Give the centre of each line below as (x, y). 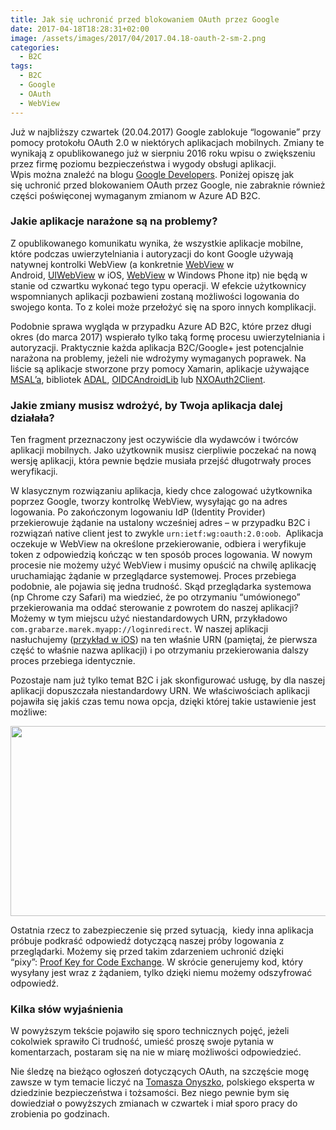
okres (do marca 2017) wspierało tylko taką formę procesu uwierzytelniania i (167, 337)
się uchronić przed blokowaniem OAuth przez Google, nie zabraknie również (168, 185)
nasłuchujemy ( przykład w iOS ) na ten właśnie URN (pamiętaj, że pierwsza (164, 640)
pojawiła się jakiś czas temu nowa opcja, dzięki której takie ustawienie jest (163, 702)
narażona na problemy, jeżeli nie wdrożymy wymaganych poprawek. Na (158, 358)
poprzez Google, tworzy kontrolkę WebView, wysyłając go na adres (149, 502)
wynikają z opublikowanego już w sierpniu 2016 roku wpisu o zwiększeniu (163, 153)
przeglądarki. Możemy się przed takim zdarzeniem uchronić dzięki (147, 952)
